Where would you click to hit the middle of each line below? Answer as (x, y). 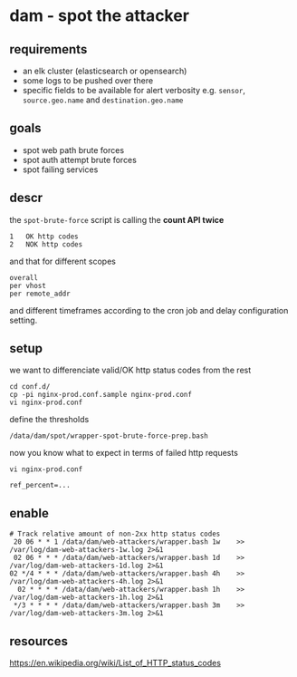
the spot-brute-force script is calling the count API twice (117, 219)
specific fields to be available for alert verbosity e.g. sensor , (134, 90)
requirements (48, 49)
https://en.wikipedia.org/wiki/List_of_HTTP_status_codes (115, 663)
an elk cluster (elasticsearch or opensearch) (105, 71)
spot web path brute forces (73, 150)
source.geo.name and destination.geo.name (103, 100)
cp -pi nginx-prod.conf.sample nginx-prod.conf (101, 395)
